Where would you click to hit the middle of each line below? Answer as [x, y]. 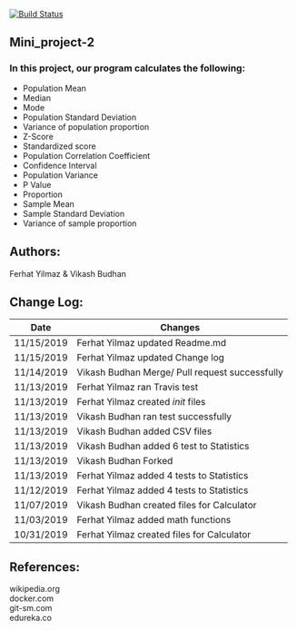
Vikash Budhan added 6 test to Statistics [163, 447]
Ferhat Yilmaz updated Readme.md [152, 343]
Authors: [35, 252]
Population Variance [60, 175]
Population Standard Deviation [79, 117]
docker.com [32, 598]
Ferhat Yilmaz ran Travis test [137, 388]
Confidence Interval [59, 165]
